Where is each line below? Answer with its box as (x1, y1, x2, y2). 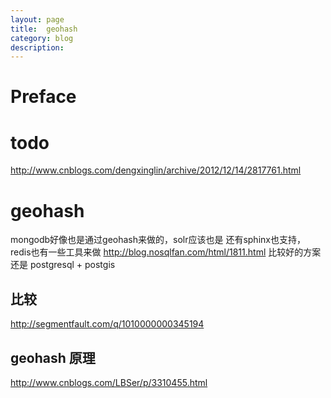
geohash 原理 (10, 349, 96, 366)
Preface (10, 86, 77, 108)
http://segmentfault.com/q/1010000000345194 (10, 318, 205, 330)
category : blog (10, 33, 74, 43)
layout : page (10, 14, 65, 25)
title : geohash (10, 24, 78, 34)
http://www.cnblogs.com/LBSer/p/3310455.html (10, 376, 208, 388)
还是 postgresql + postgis (10, 259, 116, 271)
